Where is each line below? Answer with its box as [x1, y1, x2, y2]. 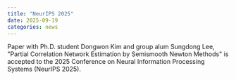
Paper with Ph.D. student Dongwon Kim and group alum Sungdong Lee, [7, 43, 215, 51]
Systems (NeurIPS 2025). [7, 65, 81, 74]
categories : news [7, 23, 58, 30]
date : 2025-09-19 [7, 17, 58, 24]
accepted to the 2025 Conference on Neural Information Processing [7, 58, 205, 66]
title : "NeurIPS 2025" [7, 10, 74, 18]
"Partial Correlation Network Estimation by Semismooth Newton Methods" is [7, 50, 229, 58]
